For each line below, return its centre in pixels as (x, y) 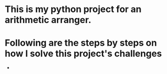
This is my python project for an (73, 9)
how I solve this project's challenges (83, 54)
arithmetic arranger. (48, 20)
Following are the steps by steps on (81, 43)
